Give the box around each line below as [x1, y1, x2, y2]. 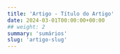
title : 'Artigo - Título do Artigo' [7, 10, 114, 18]
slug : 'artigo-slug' [7, 36, 68, 43]
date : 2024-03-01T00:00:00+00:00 [7, 17, 105, 24]
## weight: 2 [7, 23, 46, 30]
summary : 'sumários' [7, 29, 68, 37]
